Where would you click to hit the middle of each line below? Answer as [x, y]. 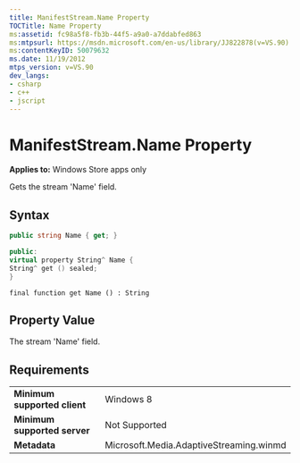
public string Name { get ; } [63, 236]
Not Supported [136, 425]
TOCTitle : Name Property [55, 26]
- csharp [25, 84]
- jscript [28, 101]
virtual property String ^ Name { [71, 260]
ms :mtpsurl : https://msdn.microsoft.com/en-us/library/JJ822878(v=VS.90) [150, 42]
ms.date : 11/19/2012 [48, 59]
